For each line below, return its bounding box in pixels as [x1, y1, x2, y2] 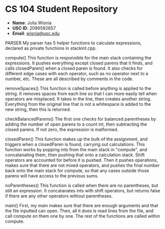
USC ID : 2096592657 [12, 25, 56, 31]
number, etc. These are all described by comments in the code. [5, 76, 134, 82]
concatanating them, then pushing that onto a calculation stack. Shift [5, 152, 145, 158]
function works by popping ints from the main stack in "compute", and [5, 146, 148, 152]
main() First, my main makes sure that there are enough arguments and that [5, 202, 159, 208]
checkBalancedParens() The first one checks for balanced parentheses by [5, 116, 156, 122]
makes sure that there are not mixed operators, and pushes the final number [5, 162, 160, 168]
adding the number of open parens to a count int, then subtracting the [5, 121, 147, 127]
